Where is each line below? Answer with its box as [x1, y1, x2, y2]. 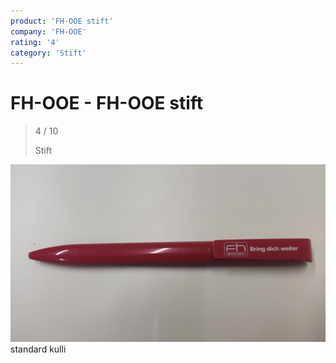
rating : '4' [10, 37, 60, 47]
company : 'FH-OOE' [10, 26, 87, 37]
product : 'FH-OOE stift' [10, 16, 114, 26]
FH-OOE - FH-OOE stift [10, 92, 204, 115]
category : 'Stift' [10, 48, 87, 58]
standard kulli [10, 343, 67, 355]
